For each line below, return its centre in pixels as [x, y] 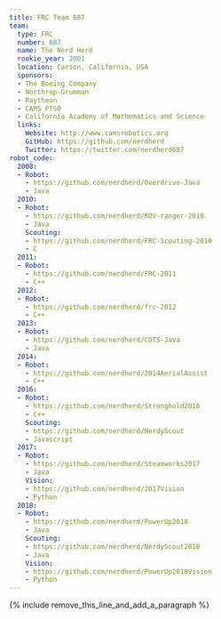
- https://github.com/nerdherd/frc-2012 [101, 307]
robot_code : [31, 158]
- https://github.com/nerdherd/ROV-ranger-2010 [114, 216]
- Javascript [49, 439]
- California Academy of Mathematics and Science [110, 117]
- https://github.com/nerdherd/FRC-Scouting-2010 [119, 241]
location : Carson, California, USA [83, 68]
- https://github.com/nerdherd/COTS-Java [103, 340]
